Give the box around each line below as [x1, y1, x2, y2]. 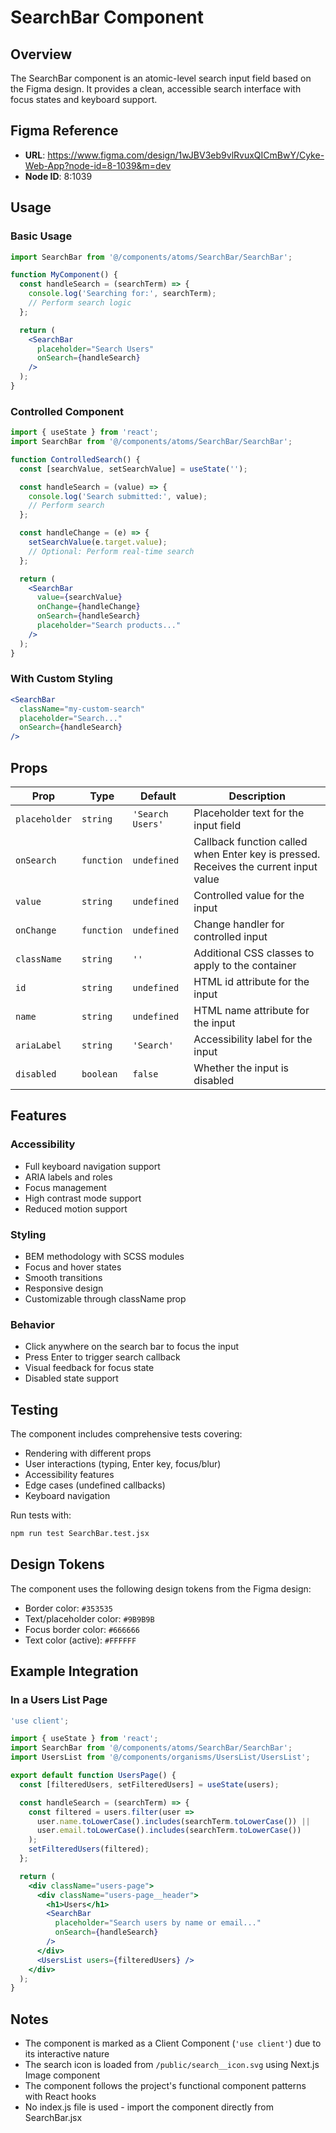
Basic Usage [10, 229, 73, 243]
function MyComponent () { [10, 270, 118, 280]
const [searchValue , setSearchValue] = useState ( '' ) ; [19, 464, 248, 474]
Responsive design [24, 1282, 104, 1295]
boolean [81, 1069, 118, 1080]
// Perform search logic [28, 298, 132, 308]
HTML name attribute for [193, 1004, 310, 1018]
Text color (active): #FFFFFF [24, 1634, 137, 1646]
